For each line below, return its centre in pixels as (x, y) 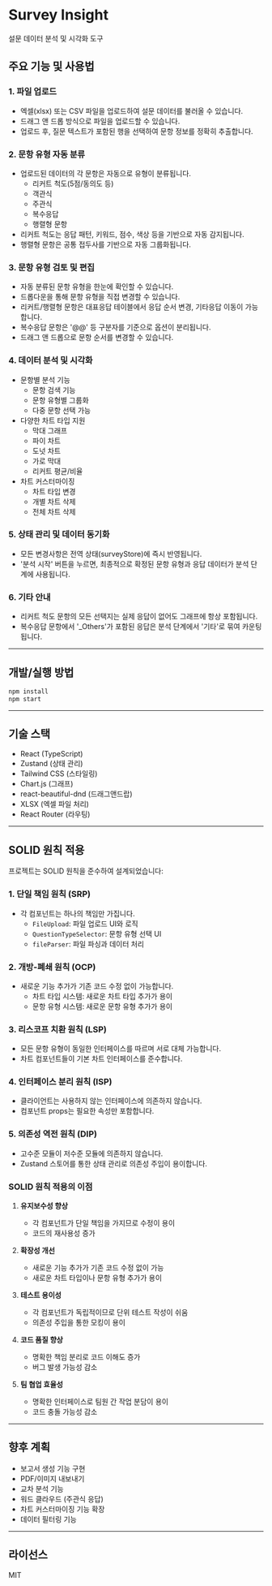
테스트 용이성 (41, 1295)
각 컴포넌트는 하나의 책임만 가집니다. (77, 913)
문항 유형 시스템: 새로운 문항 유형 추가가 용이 (102, 1006)
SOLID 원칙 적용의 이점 (51, 1187)
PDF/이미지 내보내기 (52, 1478)
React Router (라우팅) (55, 814)
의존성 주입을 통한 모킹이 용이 (79, 1323)
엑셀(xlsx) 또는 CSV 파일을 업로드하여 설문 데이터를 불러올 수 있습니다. (132, 110)
